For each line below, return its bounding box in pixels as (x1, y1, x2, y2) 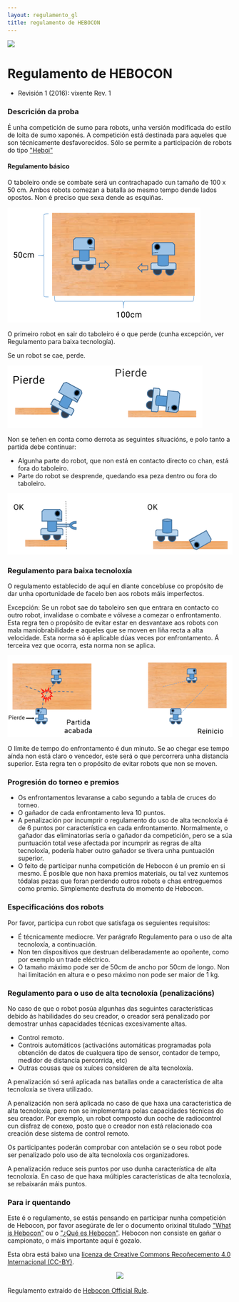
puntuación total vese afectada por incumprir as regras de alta (17, 839, 202, 847)
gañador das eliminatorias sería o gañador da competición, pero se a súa (17, 832, 233, 840)
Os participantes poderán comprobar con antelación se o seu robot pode (7, 1143, 223, 1151)
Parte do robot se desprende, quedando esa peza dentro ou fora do (17, 471, 218, 480)
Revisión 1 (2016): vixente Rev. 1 (17, 89, 111, 98)
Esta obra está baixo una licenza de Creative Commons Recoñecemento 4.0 (7, 1250, 231, 1259)
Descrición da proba (7, 107, 79, 117)
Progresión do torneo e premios (7, 777, 120, 787)
